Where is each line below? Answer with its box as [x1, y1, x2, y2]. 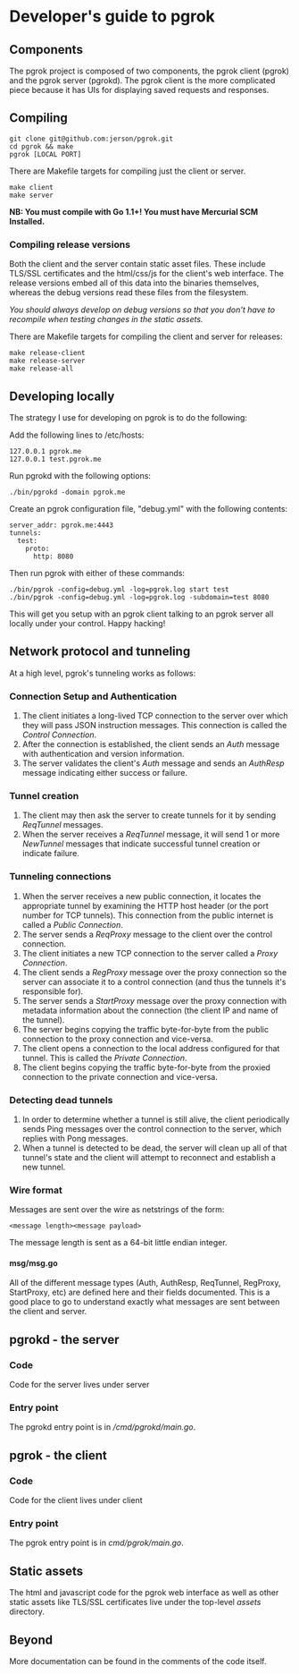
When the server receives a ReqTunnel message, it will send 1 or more [21, 829, 280, 840]
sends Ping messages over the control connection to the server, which [21, 1123, 282, 1134]
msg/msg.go [9, 1257, 58, 1268]
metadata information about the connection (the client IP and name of [21, 1005, 279, 1015]
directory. [9, 1606, 45, 1617]
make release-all [9, 364, 74, 373]
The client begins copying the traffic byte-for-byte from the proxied [21, 1062, 270, 1073]
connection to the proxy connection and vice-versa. [21, 1033, 213, 1044]
